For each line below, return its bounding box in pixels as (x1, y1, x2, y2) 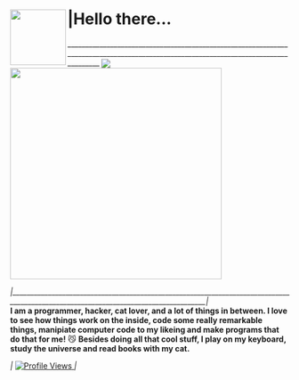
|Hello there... (67, 9, 172, 29)
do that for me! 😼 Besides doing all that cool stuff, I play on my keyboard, (10, 334, 287, 344)
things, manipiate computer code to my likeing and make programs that (10, 325, 279, 336)
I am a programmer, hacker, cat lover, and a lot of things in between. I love (10, 305, 288, 316)
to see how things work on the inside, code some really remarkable (10, 315, 263, 326)
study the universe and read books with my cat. (10, 344, 190, 354)
